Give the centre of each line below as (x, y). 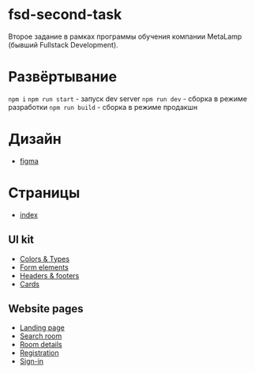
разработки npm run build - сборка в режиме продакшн (103, 107)
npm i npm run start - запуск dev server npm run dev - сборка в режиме (127, 98)
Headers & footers (49, 275)
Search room (41, 336)
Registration (39, 353)
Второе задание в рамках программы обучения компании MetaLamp (125, 36)
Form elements (44, 267)
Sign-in (32, 361)
